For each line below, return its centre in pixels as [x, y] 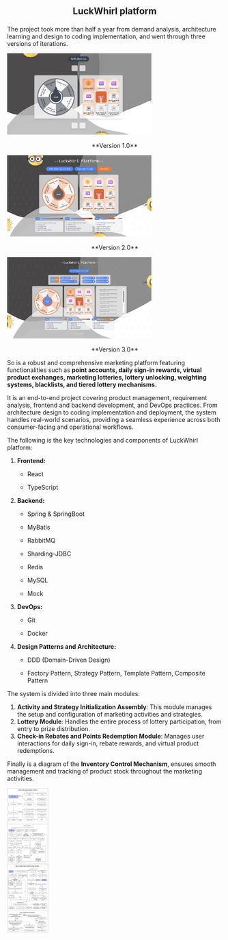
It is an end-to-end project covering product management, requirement [107, 397]
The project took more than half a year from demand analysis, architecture [112, 29]
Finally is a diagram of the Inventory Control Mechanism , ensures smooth [112, 764]
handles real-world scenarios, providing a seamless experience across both [114, 419]
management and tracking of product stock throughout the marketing [105, 771]
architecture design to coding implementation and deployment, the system [112, 412]
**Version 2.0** [115, 247]
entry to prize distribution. [54, 728]
